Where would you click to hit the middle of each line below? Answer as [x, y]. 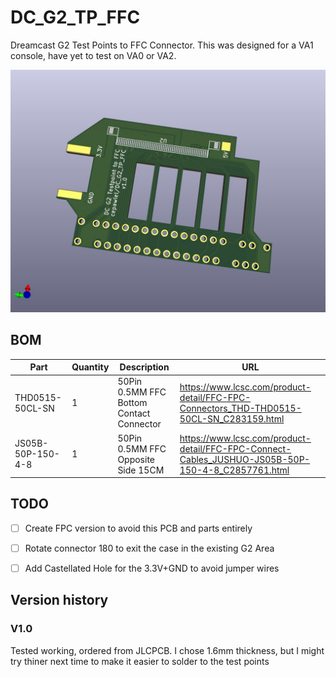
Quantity [90, 367]
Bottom [132, 403]
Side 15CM [141, 470]
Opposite [136, 459]
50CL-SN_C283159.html [232, 418]
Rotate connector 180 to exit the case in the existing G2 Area [149, 548]
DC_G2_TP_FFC [75, 17]
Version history [59, 600]
